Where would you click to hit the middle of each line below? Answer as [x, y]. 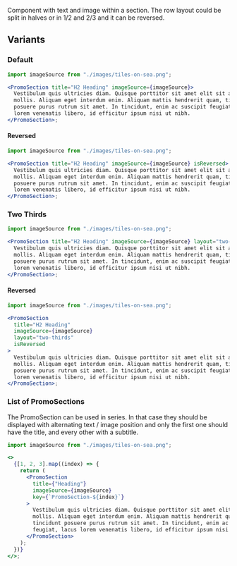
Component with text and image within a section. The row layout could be [114, 10]
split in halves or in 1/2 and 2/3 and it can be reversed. [86, 18]
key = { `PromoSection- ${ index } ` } [79, 497]
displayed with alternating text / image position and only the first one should [117, 424]
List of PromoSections [46, 402]
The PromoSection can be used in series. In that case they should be [108, 417]
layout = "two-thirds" [44, 338]
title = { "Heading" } [60, 484]
